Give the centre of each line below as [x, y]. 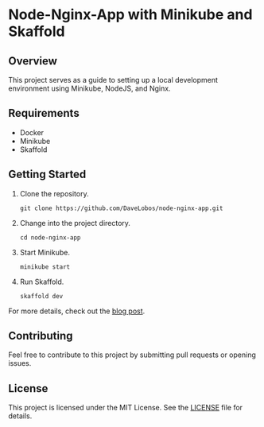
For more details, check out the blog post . [77, 311]
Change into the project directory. [75, 223]
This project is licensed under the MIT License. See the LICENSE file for [126, 408]
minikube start [45, 267]
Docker [32, 132]
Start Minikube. [45, 252]
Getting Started [47, 175]
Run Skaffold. [42, 281]
